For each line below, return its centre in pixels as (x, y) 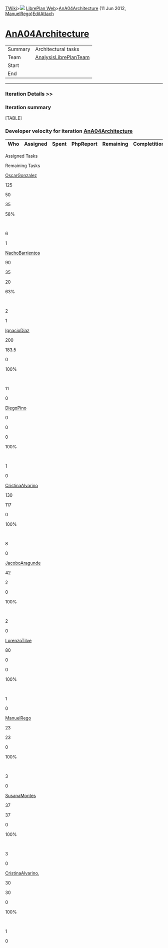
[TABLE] (14, 118)
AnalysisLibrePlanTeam (62, 57)
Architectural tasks (57, 49)
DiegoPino (16, 408)
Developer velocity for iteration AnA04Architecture (69, 131)
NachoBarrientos (23, 253)
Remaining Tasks (23, 166)
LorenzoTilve (18, 641)
